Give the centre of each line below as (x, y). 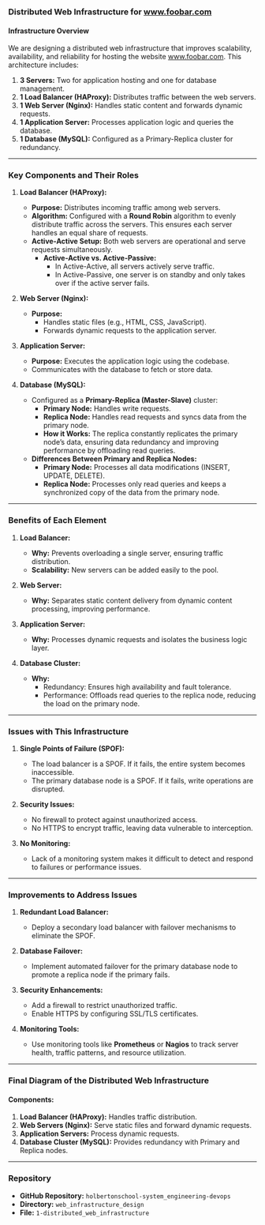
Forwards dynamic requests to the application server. (130, 331)
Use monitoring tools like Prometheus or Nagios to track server (135, 1044)
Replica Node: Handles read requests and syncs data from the (145, 417)
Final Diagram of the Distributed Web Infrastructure (109, 1080)
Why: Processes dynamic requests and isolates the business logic (139, 639)
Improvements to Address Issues (73, 895)
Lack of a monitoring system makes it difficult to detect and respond (142, 859)
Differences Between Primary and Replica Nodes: (114, 459)
